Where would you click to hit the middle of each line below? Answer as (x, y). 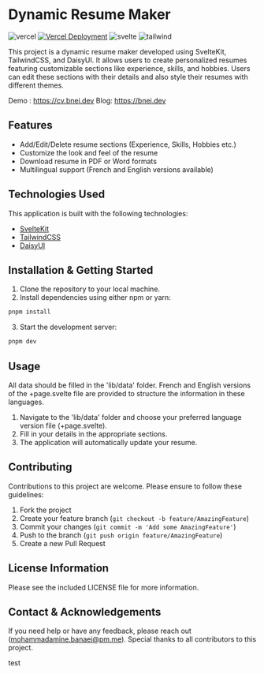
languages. (26, 402)
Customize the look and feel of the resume (89, 152)
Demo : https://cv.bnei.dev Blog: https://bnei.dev (87, 100)
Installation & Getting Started (81, 270)
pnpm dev (22, 342)
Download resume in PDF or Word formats (88, 161)
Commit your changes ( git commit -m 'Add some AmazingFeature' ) (128, 526)
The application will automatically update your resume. (108, 442)
